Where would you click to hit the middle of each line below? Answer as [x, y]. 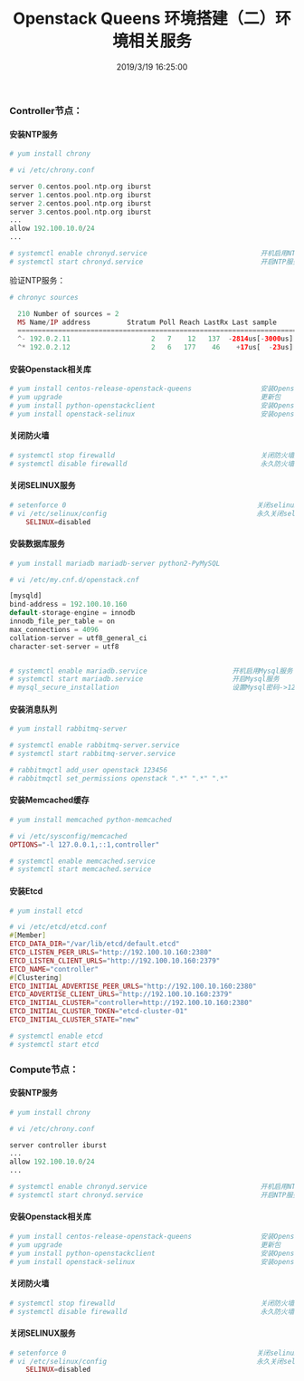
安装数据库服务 [37, 543]
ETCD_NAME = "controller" [54, 969]
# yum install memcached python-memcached [90, 820]
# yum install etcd [46, 911]
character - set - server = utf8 [64, 647]
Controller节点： [46, 110]
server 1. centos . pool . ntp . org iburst [81, 195]
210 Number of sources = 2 [68, 313]
